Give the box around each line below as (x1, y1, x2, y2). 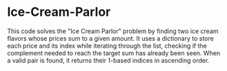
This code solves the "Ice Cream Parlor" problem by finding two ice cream (7, 27, 219, 35)
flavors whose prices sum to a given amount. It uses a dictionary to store (7, 34, 214, 42)
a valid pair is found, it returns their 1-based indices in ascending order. (7, 56, 210, 64)
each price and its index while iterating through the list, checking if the (7, 41, 207, 50)
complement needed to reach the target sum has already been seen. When (7, 49, 221, 57)
